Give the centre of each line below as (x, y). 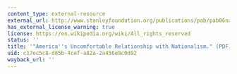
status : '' (23, 40)
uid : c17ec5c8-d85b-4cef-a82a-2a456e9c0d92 (72, 54)
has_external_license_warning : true (61, 27)
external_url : (28, 20)
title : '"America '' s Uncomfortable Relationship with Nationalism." (110, 47)
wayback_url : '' (31, 60)
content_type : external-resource (56, 14)
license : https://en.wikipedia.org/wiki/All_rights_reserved (99, 33)
